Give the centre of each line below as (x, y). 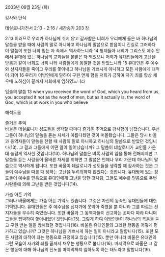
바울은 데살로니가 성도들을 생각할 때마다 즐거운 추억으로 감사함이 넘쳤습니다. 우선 (82, 129)
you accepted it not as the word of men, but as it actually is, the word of (78, 97)
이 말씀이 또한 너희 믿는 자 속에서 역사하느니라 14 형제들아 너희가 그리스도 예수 (80, 51)
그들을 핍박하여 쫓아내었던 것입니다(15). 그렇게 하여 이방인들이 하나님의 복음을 (80, 219)
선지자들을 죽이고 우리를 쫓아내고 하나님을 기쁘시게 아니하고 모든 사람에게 (80, 69)
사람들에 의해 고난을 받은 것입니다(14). (42, 184)
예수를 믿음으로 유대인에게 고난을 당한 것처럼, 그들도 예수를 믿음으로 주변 (87, 178)
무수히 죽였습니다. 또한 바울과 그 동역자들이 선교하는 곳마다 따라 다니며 (89, 213)
